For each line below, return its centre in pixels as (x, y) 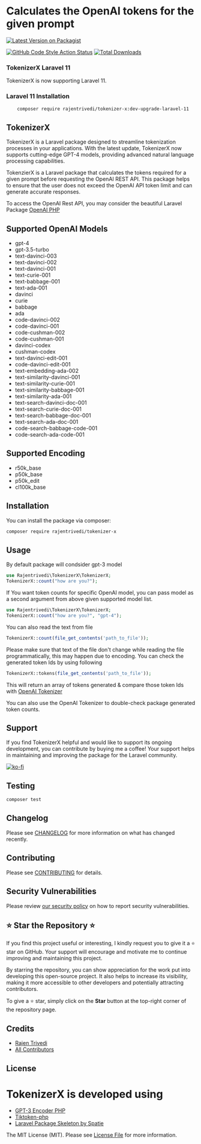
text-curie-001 (33, 275)
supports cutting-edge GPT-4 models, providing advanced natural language (100, 155)
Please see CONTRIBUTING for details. (55, 873)
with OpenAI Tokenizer (34, 691)
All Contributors (34, 1050)
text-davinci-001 (35, 269)
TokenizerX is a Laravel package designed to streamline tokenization (91, 142)
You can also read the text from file (49, 627)
